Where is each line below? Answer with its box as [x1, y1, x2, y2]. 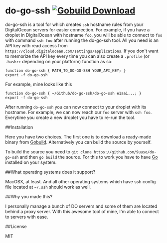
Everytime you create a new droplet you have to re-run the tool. [5, 115, 136, 121]
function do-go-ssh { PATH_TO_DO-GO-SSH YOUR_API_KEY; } [5, 68, 126, 73]
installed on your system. [5, 159, 57, 165]
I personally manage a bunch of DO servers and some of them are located [5, 203, 158, 209]
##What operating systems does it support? [5, 169, 96, 175]
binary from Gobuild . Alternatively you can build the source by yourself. [5, 139, 152, 145]
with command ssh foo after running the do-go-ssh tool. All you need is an [5, 37, 159, 43]
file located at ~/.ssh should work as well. [5, 184, 91, 190]
